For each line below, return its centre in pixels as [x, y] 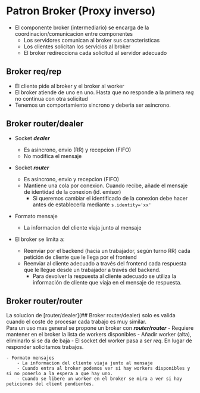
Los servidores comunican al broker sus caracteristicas [92, 40]
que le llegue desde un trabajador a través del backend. [92, 270]
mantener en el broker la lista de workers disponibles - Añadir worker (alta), [99, 335]
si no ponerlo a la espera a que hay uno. [60, 374]
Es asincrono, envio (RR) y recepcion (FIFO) [77, 150]
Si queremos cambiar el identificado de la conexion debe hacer [110, 198]
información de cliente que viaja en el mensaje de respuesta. [107, 282]
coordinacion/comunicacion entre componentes [74, 33]
